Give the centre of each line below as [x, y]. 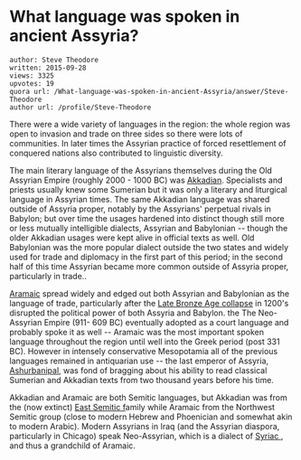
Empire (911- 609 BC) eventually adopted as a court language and [166, 322]
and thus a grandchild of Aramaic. [72, 446]
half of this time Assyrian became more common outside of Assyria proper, [149, 266]
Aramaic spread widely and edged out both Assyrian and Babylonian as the [150, 293]
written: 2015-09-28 [48, 68]
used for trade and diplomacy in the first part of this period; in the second [146, 257]
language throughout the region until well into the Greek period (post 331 [145, 342]
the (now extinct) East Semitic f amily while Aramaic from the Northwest [142, 407]
